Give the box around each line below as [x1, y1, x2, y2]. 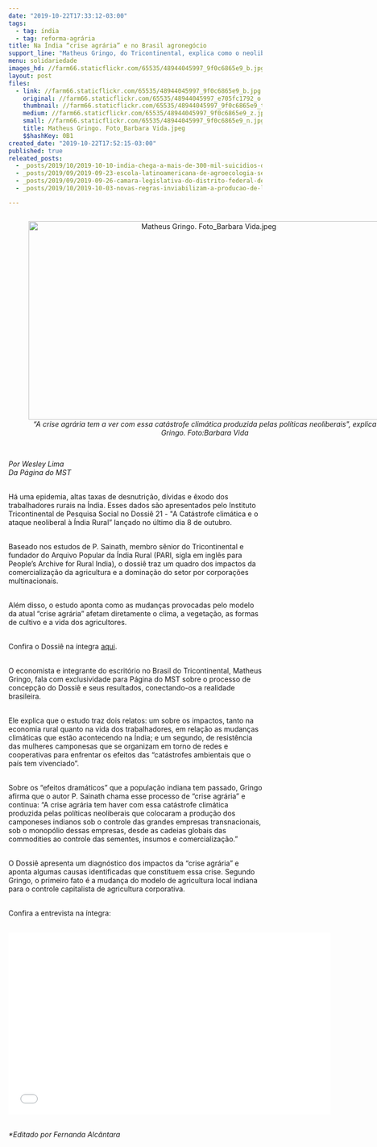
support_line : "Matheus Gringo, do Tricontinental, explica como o [8, 49, 240, 57]
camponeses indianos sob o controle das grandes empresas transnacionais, [8, 816, 262, 827]
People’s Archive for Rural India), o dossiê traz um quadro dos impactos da [8, 558, 256, 569]
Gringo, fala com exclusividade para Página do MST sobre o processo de [8, 674, 251, 684]
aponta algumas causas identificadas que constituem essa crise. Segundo [8, 866, 255, 876]
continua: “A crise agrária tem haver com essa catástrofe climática [8, 799, 229, 809]
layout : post [8, 72, 52, 80]
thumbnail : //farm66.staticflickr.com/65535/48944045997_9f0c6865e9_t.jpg [23, 102, 280, 110]
